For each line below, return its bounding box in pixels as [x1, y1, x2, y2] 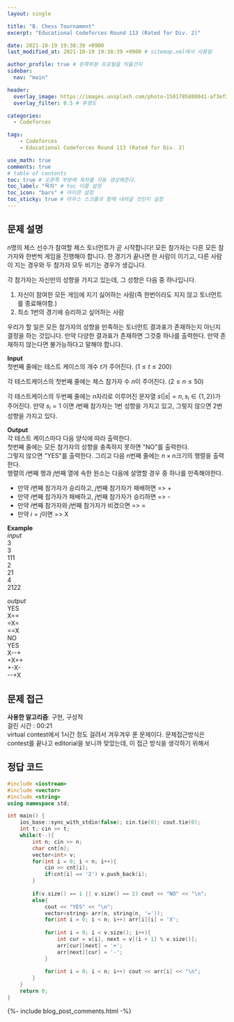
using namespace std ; [7, 800, 70, 807]
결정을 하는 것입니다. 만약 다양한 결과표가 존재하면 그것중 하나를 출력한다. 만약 [7, 331, 219, 339]
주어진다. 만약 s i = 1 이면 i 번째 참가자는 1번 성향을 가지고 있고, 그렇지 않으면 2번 [7, 402, 223, 412]
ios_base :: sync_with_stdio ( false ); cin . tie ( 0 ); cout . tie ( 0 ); [19, 819, 201, 826]
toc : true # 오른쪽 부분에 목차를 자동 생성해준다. [7, 176, 137, 184]
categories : [7, 112, 42, 119]
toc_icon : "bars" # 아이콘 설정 [7, 189, 94, 196]
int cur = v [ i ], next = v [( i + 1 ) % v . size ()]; [56, 936, 198, 943]
